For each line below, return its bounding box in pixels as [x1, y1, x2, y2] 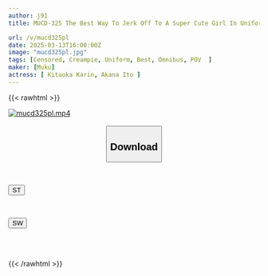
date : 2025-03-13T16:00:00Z [8, 41, 102, 49]
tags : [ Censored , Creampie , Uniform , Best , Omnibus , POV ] [8, 56, 213, 64]
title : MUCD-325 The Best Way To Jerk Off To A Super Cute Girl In [8, 19, 238, 27]
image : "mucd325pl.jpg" [8, 49, 88, 57]
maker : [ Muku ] [8, 63, 56, 72]
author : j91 [8, 11, 48, 20]
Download [110, 141, 158, 153]
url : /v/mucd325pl [8, 34, 69, 42]
